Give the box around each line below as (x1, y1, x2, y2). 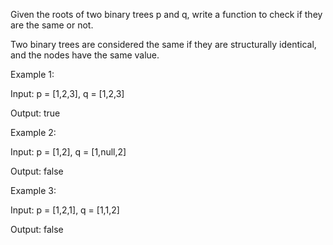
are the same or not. (10, 19, 94, 31)
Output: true (10, 107, 61, 119)
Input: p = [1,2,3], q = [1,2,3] (10, 88, 125, 99)
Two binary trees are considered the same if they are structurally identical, (10, 39, 317, 50)
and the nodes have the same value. (10, 49, 160, 61)
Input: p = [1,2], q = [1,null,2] (10, 146, 127, 158)
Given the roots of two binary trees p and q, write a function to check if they (10, 9, 323, 20)
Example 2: (10, 127, 57, 138)
